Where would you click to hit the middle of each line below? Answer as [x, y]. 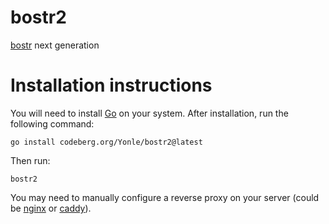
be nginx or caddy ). [51, 208]
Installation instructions [111, 85]
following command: [52, 123]
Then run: [30, 160]
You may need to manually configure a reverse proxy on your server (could [165, 197]
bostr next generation [55, 45]
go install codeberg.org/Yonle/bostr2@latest [106, 142]
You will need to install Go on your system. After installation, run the [149, 113]
